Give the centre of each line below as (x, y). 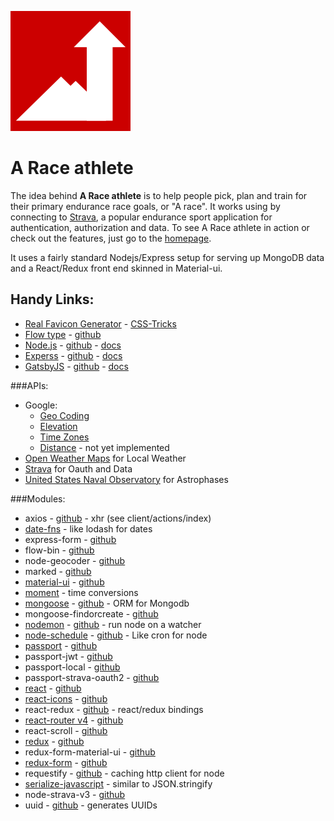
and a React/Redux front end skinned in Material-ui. (116, 268)
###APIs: (29, 385)
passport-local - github (72, 667)
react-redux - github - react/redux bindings (114, 709)
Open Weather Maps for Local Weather (105, 458)
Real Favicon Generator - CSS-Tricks (100, 323)
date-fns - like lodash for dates (88, 528)
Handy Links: (52, 299)
